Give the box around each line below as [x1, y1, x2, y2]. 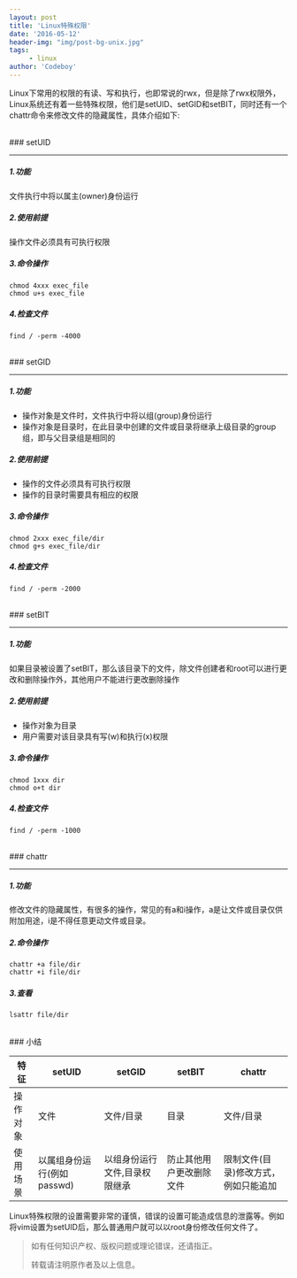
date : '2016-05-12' [9, 29, 81, 38]
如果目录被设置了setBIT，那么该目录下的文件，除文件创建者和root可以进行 [9, 663, 280, 674]
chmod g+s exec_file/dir [9, 542, 101, 550]
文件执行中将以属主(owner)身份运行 [9, 190, 139, 201]
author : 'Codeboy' [9, 63, 77, 72]
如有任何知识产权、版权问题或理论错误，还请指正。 [30, 1241, 217, 1251]
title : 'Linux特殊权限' [9, 21, 91, 30]
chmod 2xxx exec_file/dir [9, 534, 104, 543]
